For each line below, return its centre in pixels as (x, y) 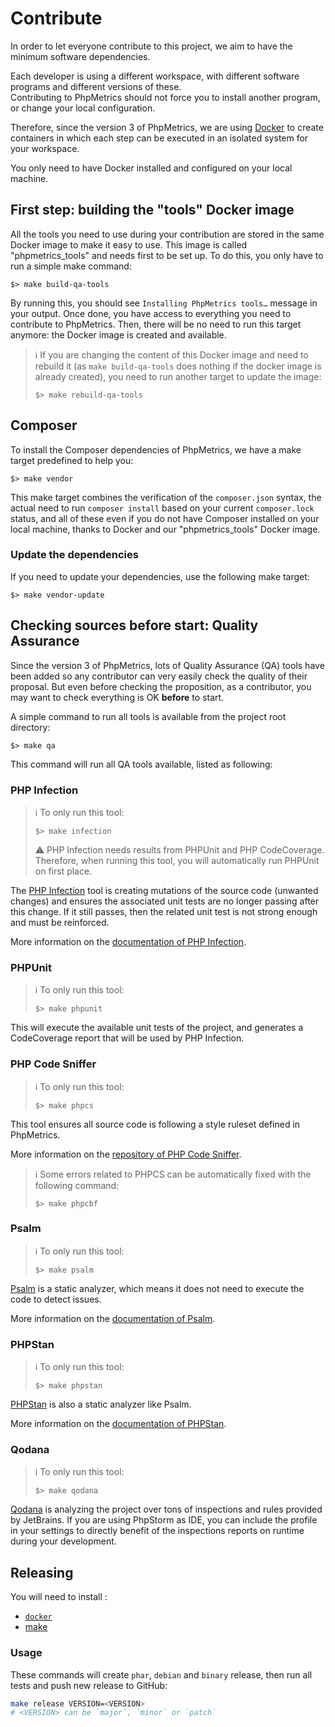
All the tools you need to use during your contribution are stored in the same (167, 234)
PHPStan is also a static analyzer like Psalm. (101, 1404)
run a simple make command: (71, 266)
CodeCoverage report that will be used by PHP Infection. (127, 1038)
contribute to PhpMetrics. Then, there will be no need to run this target (156, 324)
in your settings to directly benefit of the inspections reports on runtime (157, 1531)
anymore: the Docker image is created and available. (118, 334)
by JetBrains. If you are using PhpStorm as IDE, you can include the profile (164, 1520)
